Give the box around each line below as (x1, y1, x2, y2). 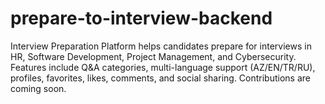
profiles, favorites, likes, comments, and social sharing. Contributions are (10, 72, 311, 84)
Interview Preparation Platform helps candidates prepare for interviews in (10, 40, 312, 52)
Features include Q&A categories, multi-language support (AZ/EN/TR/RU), (10, 61, 316, 73)
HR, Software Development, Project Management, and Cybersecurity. (10, 50, 297, 62)
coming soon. (10, 82, 67, 94)
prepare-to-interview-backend (10, 7, 273, 30)
